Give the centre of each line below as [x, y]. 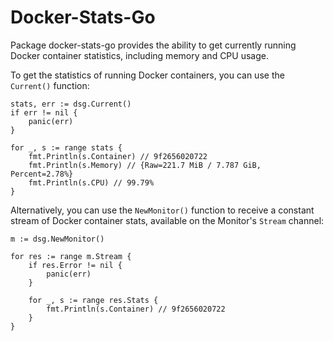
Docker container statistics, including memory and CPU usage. [139, 55]
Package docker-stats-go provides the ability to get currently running [153, 45]
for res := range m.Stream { [71, 256]
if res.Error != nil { [75, 265]
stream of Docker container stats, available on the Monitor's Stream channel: [167, 220]
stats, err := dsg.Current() [71, 104]
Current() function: [50, 85]
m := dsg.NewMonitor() [57, 239]
